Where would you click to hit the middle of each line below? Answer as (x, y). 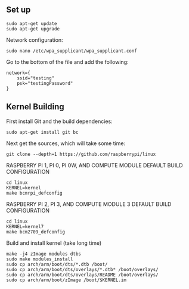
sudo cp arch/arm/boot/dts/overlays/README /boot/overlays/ (83, 275)
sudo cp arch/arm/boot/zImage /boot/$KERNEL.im (66, 280)
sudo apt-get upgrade (33, 29)
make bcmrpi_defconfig (34, 193)
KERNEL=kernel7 (25, 226)
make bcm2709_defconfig (36, 232)
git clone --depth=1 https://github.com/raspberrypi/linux (81, 154)
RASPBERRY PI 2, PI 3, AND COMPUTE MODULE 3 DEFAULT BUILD (89, 204)
